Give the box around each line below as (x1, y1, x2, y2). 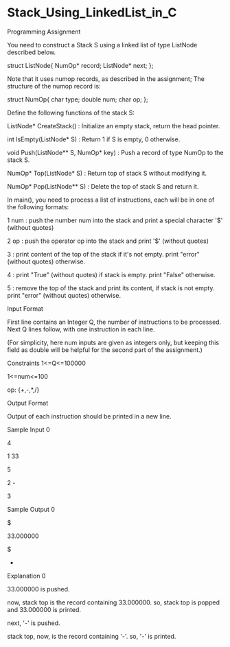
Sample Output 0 (7, 505, 55, 513)
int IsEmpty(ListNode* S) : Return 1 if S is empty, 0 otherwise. (7, 135, 181, 143)
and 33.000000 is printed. (7, 605, 81, 613)
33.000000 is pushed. (7, 585, 70, 593)
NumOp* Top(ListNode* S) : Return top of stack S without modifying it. (7, 169, 207, 177)
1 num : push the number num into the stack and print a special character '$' (7, 216, 223, 224)
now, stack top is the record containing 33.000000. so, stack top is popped (7, 598, 220, 607)
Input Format (7, 304, 43, 313)
